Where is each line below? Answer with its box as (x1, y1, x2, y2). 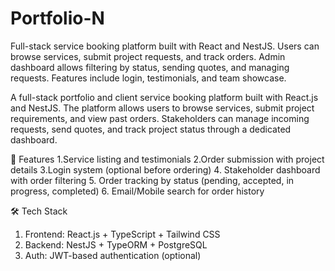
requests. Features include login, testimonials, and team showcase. (10, 72, 287, 84)
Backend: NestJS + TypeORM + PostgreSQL (24, 238, 208, 251)
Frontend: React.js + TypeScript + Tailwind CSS (24, 228, 221, 240)
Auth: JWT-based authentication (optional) (24, 249, 202, 261)
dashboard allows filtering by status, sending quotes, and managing (10, 61, 290, 73)
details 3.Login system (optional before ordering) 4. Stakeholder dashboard (10, 163, 321, 176)
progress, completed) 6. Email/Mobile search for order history (10, 185, 265, 197)
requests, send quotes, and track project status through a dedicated (10, 123, 292, 135)
